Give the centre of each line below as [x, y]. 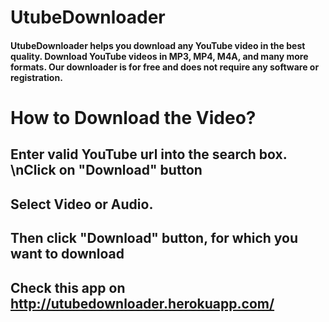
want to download [67, 254]
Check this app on [68, 287]
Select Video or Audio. [82, 204]
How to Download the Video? [133, 117]
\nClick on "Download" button [106, 170]
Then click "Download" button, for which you [154, 238]
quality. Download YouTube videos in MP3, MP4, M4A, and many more [159, 56]
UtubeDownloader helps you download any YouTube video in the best [158, 45]
